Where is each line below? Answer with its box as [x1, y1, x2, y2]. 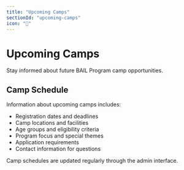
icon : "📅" [6, 20, 32, 26]
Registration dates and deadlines [15, 113, 99, 120]
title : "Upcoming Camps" [6, 9, 70, 15]
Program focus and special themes [15, 132, 104, 139]
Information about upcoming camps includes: [6, 101, 121, 108]
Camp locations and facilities [15, 119, 89, 127]
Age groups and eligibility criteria [15, 126, 99, 133]
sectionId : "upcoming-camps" [6, 15, 81, 21]
